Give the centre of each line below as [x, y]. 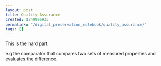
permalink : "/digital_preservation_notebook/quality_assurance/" [76, 24]
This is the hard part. [27, 43]
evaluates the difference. [31, 59]
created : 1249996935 [27, 19]
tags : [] [15, 29]
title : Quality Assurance [33, 15]
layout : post [19, 10]
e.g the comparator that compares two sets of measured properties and [81, 54]
